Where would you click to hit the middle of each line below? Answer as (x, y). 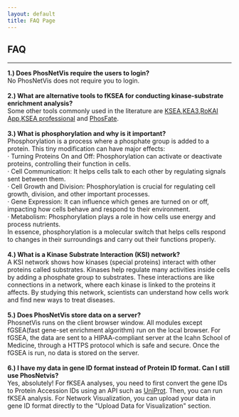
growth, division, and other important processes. (79, 194)
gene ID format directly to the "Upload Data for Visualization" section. (109, 406)
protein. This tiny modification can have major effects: (86, 149)
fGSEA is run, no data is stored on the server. (74, 353)
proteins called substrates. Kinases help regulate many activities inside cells (119, 270)
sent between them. (37, 179)
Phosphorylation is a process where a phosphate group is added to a (108, 141)
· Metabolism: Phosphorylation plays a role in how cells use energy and (111, 217)
